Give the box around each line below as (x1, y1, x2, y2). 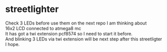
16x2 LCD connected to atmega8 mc (5, 25, 81, 31)
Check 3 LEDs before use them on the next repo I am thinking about (5, 20, 147, 26)
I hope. (5, 41, 20, 47)
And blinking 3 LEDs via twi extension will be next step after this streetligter (5, 36, 162, 42)
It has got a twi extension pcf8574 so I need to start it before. (5, 30, 133, 36)
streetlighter (5, 3, 59, 15)
